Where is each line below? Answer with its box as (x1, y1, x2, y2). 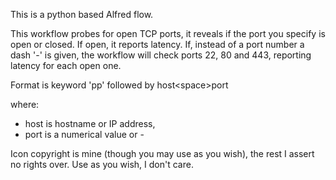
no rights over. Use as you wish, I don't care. (10, 159, 194, 170)
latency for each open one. (10, 60, 122, 71)
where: (10, 99, 40, 110)
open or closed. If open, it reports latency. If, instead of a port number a (10, 39, 305, 50)
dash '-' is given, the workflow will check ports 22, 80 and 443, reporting (10, 49, 312, 61)
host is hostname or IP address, (24, 118, 156, 129)
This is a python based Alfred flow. (10, 9, 154, 20)
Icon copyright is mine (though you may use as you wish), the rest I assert (10, 148, 315, 159)
